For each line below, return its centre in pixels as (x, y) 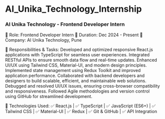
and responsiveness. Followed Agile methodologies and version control (78, 91)
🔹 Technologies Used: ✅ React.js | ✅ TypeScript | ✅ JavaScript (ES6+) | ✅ (81, 106)
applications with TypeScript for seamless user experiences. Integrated (78, 55)
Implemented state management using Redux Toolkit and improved (73, 71)
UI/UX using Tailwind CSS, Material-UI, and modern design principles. (76, 65)
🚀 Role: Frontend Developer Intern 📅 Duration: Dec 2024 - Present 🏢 (74, 35)
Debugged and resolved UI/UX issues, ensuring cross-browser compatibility (82, 86)
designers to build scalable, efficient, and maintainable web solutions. (76, 81)
